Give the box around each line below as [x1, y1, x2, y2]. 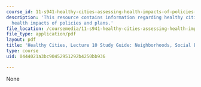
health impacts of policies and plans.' [11, 20, 114, 26]
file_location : [6, 25, 44, 32]
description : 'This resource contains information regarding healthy [6, 14, 184, 20]
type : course [6, 48, 39, 54]
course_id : [6, 8, 33, 15]
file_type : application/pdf [6, 31, 77, 37]
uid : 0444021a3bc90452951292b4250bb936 [6, 53, 106, 59]
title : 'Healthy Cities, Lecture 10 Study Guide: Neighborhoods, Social [6, 43, 191, 49]
